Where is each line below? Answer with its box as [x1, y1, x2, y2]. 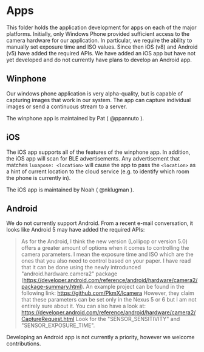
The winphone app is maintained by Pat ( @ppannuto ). [6, 114, 144, 122]
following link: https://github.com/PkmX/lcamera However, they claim [21, 289, 194, 297]
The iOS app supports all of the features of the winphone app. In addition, [6, 148, 191, 156]
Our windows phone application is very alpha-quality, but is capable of [6, 89, 183, 97]
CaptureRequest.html [21, 316, 75, 323]
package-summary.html [21, 283, 81, 291]
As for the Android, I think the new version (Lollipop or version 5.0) [21, 238, 188, 245]
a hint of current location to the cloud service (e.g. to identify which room [6, 168, 189, 175]
